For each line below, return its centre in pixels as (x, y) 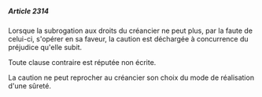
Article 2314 (29, 11)
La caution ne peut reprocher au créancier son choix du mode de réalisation (131, 77)
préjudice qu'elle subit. (45, 47)
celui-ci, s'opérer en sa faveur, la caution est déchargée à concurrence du (129, 38)
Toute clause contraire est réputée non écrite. (82, 62)
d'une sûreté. (30, 85)
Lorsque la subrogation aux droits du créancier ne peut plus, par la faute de (131, 31)
